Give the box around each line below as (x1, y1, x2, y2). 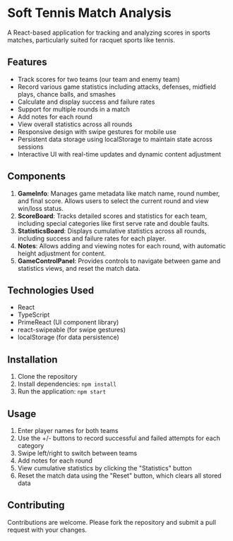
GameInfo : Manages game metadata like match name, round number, (17, 189, 220, 197)
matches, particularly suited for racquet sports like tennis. (7, 35, 175, 44)
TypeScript (17, 310, 50, 319)
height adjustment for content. (17, 249, 106, 257)
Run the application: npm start (17, 387, 107, 396)
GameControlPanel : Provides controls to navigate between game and (17, 256, 221, 265)
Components (7, 171, 66, 183)
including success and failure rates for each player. (17, 234, 167, 243)
